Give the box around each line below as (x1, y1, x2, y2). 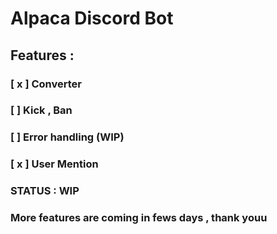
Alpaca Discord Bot (10, 7, 174, 30)
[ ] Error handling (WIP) (10, 130, 125, 144)
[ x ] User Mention (10, 157, 99, 171)
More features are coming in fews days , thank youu (10, 211, 268, 225)
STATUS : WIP (10, 184, 80, 198)
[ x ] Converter (10, 77, 82, 91)
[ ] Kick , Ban (10, 103, 73, 117)
